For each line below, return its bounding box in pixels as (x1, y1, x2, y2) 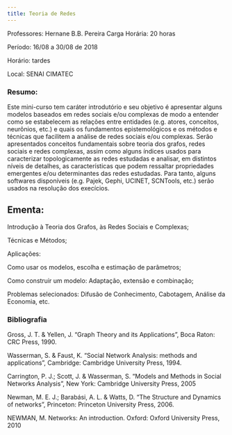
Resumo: (7, 87, 38, 97)
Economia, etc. (7, 297, 50, 306)
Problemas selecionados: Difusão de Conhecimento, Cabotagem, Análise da (7, 290, 226, 298)
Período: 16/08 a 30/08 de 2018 (7, 42, 99, 51)
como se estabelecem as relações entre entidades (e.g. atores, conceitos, (7, 117, 219, 126)
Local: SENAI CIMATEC (7, 69, 74, 78)
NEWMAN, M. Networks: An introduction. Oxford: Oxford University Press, (7, 414, 220, 422)
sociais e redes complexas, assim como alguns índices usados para (7, 147, 201, 155)
